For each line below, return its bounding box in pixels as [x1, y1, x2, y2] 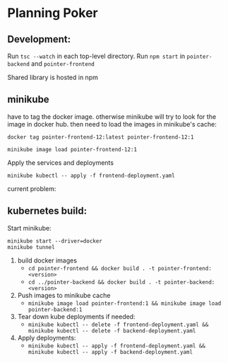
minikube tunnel [7, 243, 55, 250]
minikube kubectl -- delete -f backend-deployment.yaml [28, 327, 196, 334]
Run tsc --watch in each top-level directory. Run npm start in [7, 52, 186, 60]
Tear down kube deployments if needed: [17, 312, 136, 321]
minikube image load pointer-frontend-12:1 [7, 146, 138, 153]
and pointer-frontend [31, 59, 95, 68]
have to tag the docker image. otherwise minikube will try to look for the [7, 112, 217, 121]
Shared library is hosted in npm [7, 73, 99, 81]
